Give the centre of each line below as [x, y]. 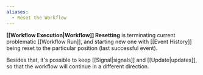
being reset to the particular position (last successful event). [82, 48]
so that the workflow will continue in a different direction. [78, 66]
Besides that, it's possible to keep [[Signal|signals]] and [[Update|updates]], [101, 60]
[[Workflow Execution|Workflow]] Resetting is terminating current [91, 35]
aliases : [17, 12]
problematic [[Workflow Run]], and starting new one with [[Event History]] [99, 41]
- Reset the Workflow [39, 18]
